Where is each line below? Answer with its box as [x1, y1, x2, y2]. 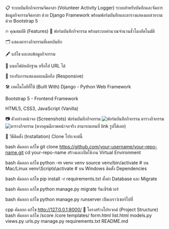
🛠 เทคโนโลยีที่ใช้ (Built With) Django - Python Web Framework [5, 84, 132, 89]
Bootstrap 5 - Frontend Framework [5, 96, 78, 102]
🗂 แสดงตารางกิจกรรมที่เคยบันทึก [5, 39, 62, 45]
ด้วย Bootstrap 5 [5, 18, 38, 24]
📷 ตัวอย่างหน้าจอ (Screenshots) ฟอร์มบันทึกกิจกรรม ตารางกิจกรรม [5, 116, 164, 122]
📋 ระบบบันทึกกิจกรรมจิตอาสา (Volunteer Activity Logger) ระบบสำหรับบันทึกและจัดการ [5, 5, 163, 11]
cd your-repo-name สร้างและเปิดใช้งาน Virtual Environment [25, 149, 141, 156]
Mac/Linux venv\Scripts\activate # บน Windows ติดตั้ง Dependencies [5, 165, 147, 171]
